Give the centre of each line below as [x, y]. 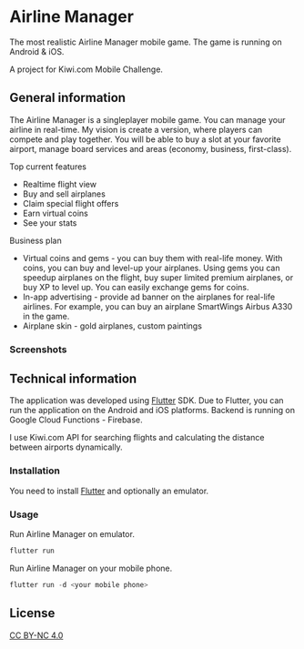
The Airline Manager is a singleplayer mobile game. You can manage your [147, 119]
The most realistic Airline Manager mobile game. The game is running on [146, 42]
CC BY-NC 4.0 [36, 635]
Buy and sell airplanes [64, 194]
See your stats [50, 223]
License [32, 613]
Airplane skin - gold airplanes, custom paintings [112, 326]
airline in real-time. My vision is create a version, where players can [136, 129]
